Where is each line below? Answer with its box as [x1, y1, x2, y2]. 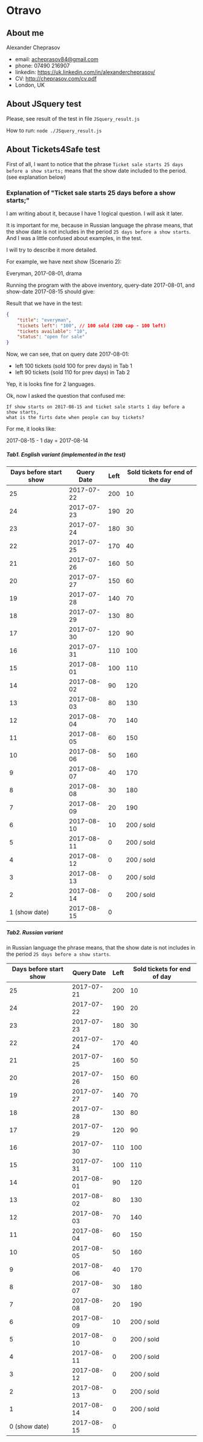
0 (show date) [9, 1423, 50, 1431]
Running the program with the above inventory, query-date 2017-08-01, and [6, 281, 195, 289]
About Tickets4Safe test [6, 144, 101, 155]
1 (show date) [9, 908, 50, 916]
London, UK [14, 81, 45, 89]
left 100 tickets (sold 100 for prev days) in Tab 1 [14, 362, 133, 370]
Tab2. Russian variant [6, 928, 63, 936]
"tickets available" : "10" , [17, 328, 88, 334]
